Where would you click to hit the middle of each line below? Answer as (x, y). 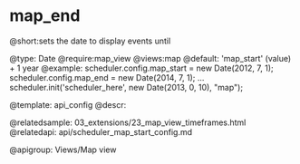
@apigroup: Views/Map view (63, 150)
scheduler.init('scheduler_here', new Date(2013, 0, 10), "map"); (126, 87)
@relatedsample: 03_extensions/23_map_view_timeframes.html (128, 122)
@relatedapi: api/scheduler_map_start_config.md (101, 131)
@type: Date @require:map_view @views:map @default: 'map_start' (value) (150, 58)
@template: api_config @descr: (68, 104)
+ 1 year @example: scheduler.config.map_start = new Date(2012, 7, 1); (141, 68)
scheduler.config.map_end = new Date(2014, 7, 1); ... (107, 77)
